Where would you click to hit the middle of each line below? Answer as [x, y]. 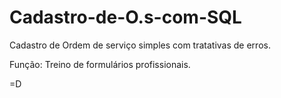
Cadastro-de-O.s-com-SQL [125, 17]
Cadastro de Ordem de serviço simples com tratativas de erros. [140, 45]
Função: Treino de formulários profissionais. [100, 64]
